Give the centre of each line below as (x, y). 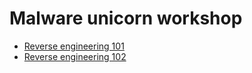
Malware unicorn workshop (126, 18)
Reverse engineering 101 (74, 46)
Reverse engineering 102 (75, 56)
